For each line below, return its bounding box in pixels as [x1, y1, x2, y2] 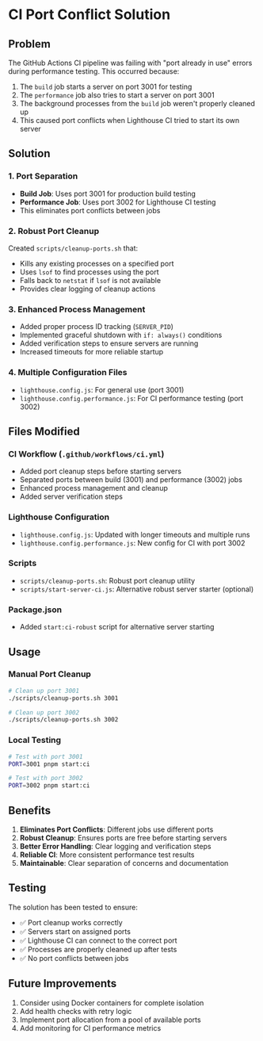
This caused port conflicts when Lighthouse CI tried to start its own [19, 116, 240, 124]
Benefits [8, 803, 51, 817]
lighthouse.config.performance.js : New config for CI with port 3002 [19, 538, 246, 548]
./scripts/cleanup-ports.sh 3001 [8, 694, 119, 702]
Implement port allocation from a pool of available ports [19, 1015, 201, 1024]
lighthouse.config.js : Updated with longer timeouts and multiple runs [19, 530, 251, 539]
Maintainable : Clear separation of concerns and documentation [19, 858, 229, 867]
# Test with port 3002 [8, 775, 83, 783]
